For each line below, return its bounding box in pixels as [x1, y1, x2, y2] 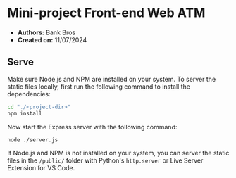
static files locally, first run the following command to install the [7, 82, 190, 91]
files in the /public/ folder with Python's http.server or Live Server [7, 156, 204, 165]
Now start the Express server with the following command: [7, 122, 178, 131]
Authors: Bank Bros [17, 28, 76, 37]
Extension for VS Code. [7, 164, 75, 172]
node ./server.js [7, 136, 58, 144]
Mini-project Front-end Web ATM [7, 5, 206, 21]
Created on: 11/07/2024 [17, 35, 87, 44]
